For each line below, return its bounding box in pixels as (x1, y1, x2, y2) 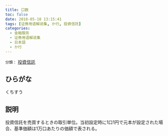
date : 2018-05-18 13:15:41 (5, 16, 62, 21)
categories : (5, 26, 30, 31)
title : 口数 (5, 7, 29, 12)
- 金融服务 (10, 30, 30, 35)
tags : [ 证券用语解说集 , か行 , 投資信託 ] (5, 21, 81, 26)
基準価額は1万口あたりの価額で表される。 (14, 125, 100, 131)
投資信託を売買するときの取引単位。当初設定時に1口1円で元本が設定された (5, 119, 159, 125)
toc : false (5, 12, 28, 17)
